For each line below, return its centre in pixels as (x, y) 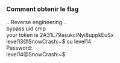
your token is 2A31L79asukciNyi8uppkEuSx (60, 35)
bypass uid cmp (26, 28)
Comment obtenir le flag (43, 9)
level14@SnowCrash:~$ (36, 55)
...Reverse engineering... (37, 22)
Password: (19, 48)
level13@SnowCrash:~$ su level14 (49, 42)
